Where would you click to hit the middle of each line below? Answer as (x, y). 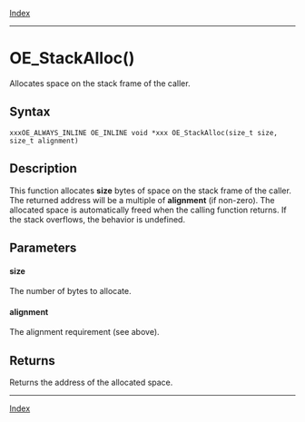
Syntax (30, 112)
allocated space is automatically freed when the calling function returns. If (148, 210)
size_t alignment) (44, 141)
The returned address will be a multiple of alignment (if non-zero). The (142, 200)
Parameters (43, 247)
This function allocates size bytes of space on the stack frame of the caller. (151, 191)
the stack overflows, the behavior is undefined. (98, 219)
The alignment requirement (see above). (85, 332)
